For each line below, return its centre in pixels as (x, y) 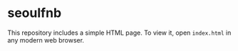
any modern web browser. (46, 40)
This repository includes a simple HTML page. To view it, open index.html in (119, 33)
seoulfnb (35, 13)
